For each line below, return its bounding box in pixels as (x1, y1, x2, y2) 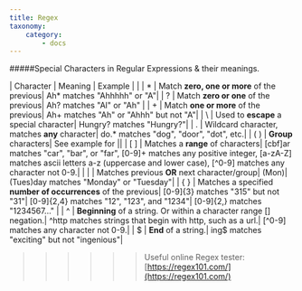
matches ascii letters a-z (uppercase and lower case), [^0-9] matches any (9, 157, 285, 168)
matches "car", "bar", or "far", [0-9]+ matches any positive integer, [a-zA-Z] (9, 148, 292, 159)
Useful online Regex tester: (144, 252, 246, 263)
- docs (42, 38, 67, 48)
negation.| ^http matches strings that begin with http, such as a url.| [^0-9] (9, 215, 287, 226)
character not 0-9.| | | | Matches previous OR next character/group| (9, 167, 260, 178)
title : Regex (9, 13, 59, 23)
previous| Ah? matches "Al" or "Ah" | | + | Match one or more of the (9, 100, 260, 111)
